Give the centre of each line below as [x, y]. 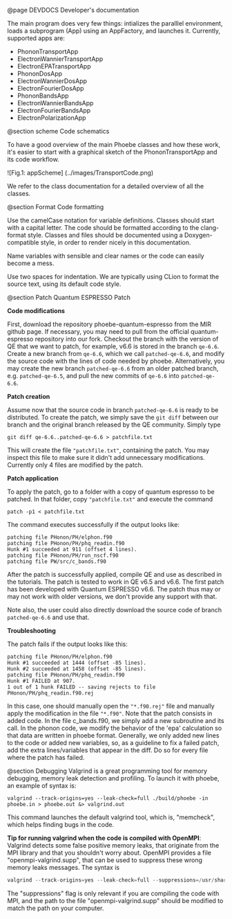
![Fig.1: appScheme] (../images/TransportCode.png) [80, 173]
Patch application [33, 478]
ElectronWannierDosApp [52, 81]
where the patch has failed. [46, 757]
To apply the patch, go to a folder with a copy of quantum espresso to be [111, 492]
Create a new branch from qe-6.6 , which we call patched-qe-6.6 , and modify [116, 354]
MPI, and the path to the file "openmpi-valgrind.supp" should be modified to [115, 900]
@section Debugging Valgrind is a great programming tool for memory [107, 771]
